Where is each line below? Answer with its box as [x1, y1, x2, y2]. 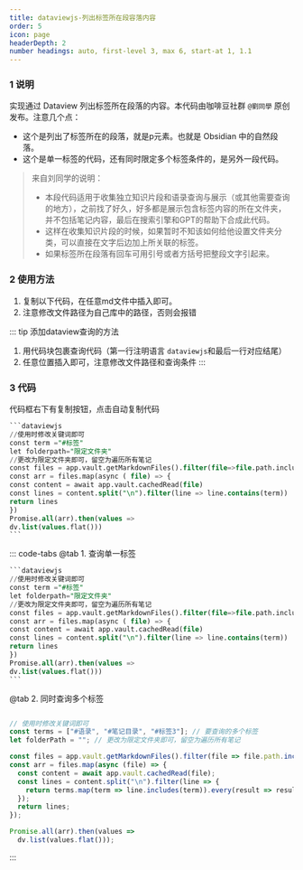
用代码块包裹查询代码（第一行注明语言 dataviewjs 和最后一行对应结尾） [22, 345, 287, 356]
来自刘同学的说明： [31, 173, 104, 183]
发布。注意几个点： [9, 112, 81, 123]
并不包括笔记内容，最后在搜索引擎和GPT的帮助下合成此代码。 [44, 214, 275, 226]
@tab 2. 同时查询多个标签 [9, 693, 105, 704]
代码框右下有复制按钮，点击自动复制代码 [9, 404, 160, 415]
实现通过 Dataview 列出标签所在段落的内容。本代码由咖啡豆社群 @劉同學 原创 [9, 100, 290, 111]
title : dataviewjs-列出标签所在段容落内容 [9, 13, 156, 23]
